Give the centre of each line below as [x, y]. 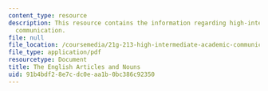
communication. [41, 30]
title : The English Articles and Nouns [75, 67]
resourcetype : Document [48, 60]
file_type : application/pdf [55, 52]
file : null [26, 38]
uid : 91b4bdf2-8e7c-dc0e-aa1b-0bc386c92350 [82, 74]
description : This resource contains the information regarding [117, 23]
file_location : [33, 45]
